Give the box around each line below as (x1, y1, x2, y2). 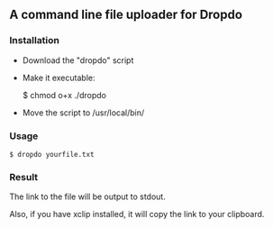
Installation (9, 34, 60, 47)
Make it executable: (22, 72, 96, 83)
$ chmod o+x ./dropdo (22, 89, 106, 100)
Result (9, 170, 39, 183)
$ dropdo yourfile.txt (9, 150, 95, 159)
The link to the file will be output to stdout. (9, 191, 167, 202)
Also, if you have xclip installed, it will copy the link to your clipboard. (9, 209, 265, 220)
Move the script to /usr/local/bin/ (22, 107, 145, 118)
